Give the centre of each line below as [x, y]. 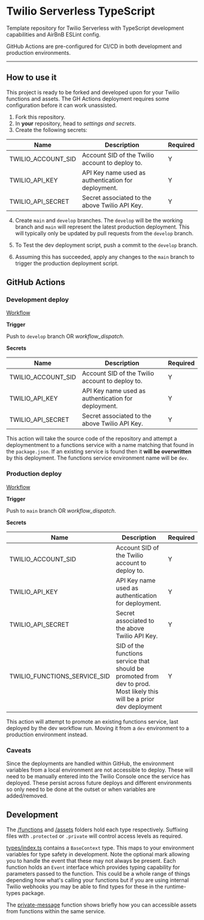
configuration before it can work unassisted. [62, 105]
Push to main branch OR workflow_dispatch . [61, 510]
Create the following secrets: [51, 130]
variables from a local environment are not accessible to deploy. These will [100, 770]
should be [130, 668]
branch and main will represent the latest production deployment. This [102, 227]
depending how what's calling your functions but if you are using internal [98, 880]
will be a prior [135, 699]
